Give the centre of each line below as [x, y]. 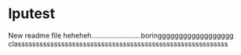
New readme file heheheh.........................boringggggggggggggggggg [121, 35]
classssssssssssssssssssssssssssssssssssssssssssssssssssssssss [118, 43]
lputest [32, 14]
